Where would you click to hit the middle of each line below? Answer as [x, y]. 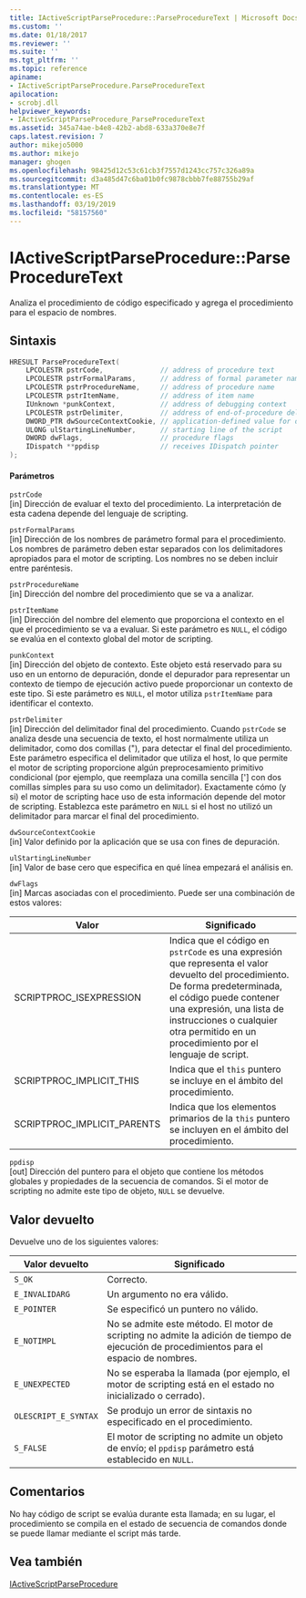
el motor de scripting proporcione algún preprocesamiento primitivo [137, 768]
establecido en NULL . [150, 1459]
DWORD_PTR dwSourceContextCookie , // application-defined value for [158, 421]
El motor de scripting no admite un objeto [195, 1437]
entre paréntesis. [41, 568]
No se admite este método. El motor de [190, 1325]
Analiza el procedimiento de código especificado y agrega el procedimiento [152, 303]
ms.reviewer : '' [40, 43]
